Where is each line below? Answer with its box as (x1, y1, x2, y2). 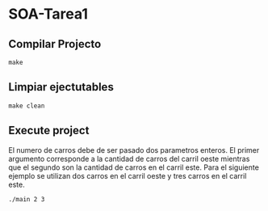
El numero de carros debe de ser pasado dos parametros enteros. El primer (8, 145, 260, 154)
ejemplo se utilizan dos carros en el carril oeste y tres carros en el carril (8, 171, 247, 180)
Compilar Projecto (8, 37, 102, 51)
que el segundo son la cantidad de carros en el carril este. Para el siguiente (8, 162, 260, 172)
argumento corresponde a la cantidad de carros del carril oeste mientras (8, 154, 250, 163)
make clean (8, 102, 45, 110)
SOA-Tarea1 (8, 5, 89, 23)
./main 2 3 (8, 195, 45, 203)
